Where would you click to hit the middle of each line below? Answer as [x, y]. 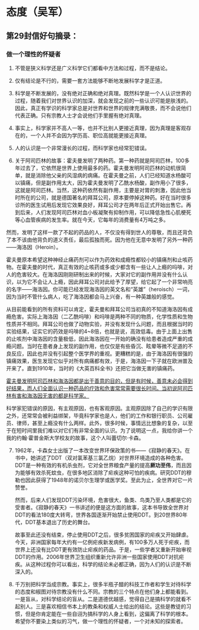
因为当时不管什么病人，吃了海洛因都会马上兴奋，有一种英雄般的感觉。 [92, 296]
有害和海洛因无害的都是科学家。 [50, 395]
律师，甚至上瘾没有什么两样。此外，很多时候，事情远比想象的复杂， [99, 423]
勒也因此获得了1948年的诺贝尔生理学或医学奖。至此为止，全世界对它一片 [104, 480]
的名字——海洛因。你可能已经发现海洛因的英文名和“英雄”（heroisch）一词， [99, 289]
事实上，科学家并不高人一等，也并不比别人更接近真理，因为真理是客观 [100, 128]
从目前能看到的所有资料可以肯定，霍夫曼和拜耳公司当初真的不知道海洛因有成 [99, 309]
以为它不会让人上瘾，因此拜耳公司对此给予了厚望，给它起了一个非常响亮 [105, 282]
